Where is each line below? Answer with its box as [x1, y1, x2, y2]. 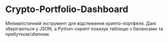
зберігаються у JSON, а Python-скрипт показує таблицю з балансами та [5, 25, 163, 31]
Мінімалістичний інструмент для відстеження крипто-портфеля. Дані [5, 20, 156, 26]
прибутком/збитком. [5, 31, 50, 37]
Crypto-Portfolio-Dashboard [5, 4, 129, 15]
